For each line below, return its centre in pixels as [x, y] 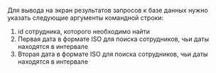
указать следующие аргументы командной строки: [86, 18]
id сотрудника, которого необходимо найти [84, 32]
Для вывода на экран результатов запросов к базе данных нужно [108, 10]
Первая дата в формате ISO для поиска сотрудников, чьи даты [113, 39]
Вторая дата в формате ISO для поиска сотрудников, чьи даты [113, 54]
